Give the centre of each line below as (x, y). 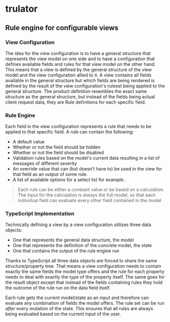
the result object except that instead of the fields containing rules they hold (84, 282)
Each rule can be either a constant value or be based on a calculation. (91, 190)
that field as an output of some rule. (50, 175)
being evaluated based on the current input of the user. (63, 314)
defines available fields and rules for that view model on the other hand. (81, 64)
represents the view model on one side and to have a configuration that (80, 59)
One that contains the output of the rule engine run (66, 251)
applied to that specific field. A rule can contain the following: (69, 132)
